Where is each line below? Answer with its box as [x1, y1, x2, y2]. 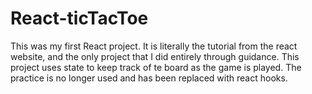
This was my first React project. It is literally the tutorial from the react [10, 40, 298, 52]
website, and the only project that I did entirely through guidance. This [10, 50, 300, 62]
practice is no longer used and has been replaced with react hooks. [10, 72, 288, 84]
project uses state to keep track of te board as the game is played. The [10, 61, 302, 73]
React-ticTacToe [10, 7, 149, 30]
